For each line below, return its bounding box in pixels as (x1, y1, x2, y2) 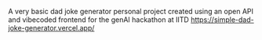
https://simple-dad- (191, 15, 254, 24)
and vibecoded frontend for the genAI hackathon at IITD (8, 15, 190, 24)
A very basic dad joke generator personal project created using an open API (8, 7, 253, 16)
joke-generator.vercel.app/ (8, 24, 95, 32)
